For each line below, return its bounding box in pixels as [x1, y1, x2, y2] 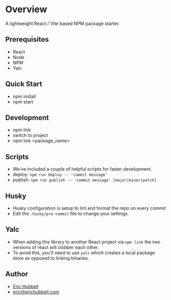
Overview [5, 4, 47, 15]
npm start [12, 98, 33, 105]
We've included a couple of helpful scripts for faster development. [12, 166, 152, 172]
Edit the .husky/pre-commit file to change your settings [12, 210, 128, 216]
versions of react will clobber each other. [12, 244, 99, 250]
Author [5, 270, 28, 279]
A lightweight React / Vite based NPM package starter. [5, 20, 120, 26]
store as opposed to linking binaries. [12, 255, 89, 261]
